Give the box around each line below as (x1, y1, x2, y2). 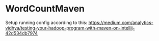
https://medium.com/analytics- (88, 19, 154, 25)
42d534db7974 (5, 30, 38, 36)
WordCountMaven (5, 3, 85, 14)
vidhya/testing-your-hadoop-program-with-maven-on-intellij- (5, 24, 135, 30)
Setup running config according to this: (5, 19, 88, 25)
